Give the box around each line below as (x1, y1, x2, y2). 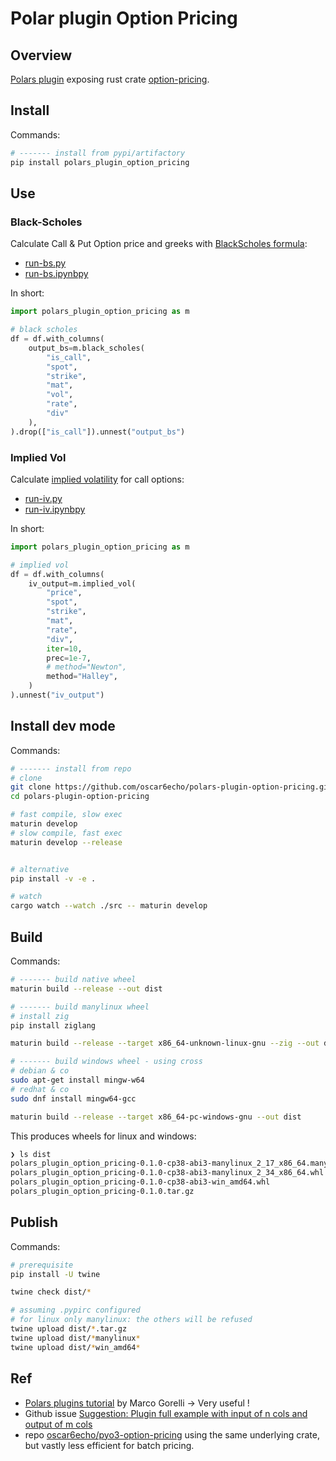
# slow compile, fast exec (10, 828, 123, 838)
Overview (10, 47, 73, 64)
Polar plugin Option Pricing (10, 7, 238, 30)
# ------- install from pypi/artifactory (10, 148, 186, 158)
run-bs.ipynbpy (24, 268, 89, 280)
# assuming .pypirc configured (10, 1305, 141, 1316)
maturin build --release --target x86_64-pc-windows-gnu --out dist (10, 1112, 302, 1122)
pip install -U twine (10, 1269, 101, 1279)
